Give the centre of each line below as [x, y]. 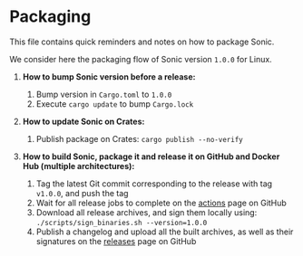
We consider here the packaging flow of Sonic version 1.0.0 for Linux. [141, 59]
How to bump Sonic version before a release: [109, 76]
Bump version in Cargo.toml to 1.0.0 [104, 94]
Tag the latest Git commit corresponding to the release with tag [154, 184]
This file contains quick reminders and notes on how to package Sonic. [142, 42]
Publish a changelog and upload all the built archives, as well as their [165, 232]
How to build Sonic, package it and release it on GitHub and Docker [151, 156]
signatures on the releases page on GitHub [116, 241]
